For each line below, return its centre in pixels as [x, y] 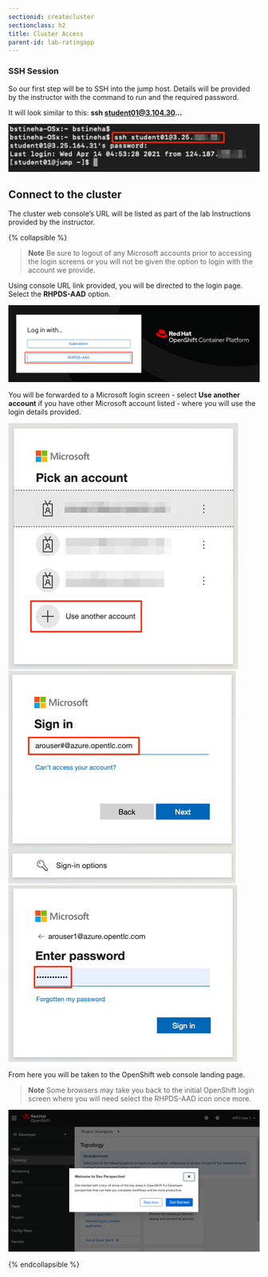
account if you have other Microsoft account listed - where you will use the [132, 403]
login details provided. [45, 412]
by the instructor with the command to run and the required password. [124, 97]
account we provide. [61, 270]
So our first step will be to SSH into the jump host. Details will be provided [129, 89]
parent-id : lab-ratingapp [51, 42]
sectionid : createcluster [51, 17]
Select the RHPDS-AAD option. [60, 294]
